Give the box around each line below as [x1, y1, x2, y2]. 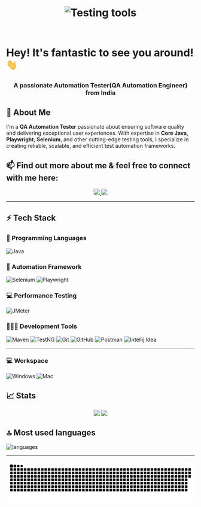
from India [85, 89, 116, 97]
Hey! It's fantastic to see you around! [6, 46, 194, 60]
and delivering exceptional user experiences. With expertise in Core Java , [6, 129, 188, 137]
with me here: [6, 172, 59, 183]
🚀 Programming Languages [6, 234, 87, 242]
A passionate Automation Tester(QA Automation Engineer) [13, 81, 188, 90]
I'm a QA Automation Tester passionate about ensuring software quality [6, 123, 184, 130]
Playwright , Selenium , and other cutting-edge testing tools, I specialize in [6, 136, 189, 143]
